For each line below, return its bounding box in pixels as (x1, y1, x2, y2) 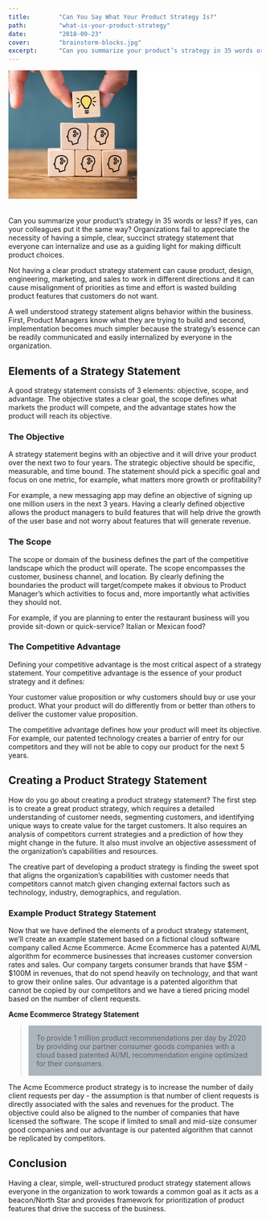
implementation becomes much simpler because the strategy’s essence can (8, 324, 260, 333)
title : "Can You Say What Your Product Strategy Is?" (8, 13, 218, 21)
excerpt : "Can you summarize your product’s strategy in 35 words (8, 47, 253, 55)
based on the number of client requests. (8, 994, 141, 1003)
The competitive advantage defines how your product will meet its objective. (8, 724, 262, 734)
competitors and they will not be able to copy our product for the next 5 (8, 741, 245, 751)
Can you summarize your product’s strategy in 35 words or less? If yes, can (8, 216, 259, 226)
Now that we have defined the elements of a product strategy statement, (8, 925, 249, 935)
